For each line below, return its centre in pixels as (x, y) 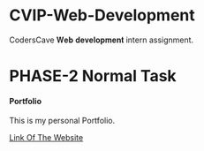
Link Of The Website (46, 138)
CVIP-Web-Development (102, 15)
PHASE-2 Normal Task (93, 76)
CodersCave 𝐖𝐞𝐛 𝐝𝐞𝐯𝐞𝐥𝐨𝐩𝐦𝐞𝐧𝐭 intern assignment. (102, 40)
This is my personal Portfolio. (62, 121)
